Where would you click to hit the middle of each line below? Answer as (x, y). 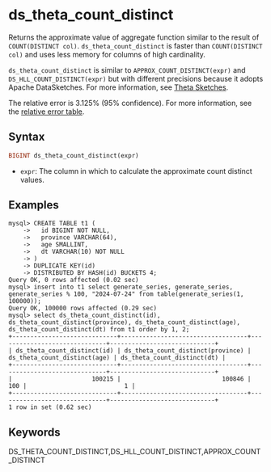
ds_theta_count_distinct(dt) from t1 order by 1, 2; (99, 330)
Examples (34, 205)
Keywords (34, 432)
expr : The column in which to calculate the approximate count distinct (136, 171)
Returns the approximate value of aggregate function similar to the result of (134, 37)
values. (32, 179)
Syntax (27, 137)
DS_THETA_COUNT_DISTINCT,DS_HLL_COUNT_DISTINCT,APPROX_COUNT (135, 452)
